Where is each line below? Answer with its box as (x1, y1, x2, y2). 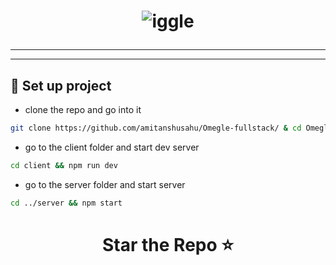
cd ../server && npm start (10, 198, 123, 208)
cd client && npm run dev (10, 160, 118, 170)
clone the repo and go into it (24, 104, 142, 115)
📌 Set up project (10, 77, 112, 94)
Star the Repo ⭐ (102, 233, 234, 256)
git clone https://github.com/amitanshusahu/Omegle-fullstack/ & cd (10, 123, 302, 133)
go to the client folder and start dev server (24, 141, 200, 153)
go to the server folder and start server (24, 178, 186, 190)
